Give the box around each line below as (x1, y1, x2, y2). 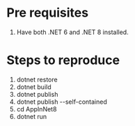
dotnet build (16, 82, 51, 91)
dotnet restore (16, 75, 58, 84)
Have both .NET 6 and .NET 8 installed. (16, 28, 129, 36)
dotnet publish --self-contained (16, 97, 107, 106)
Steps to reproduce (6, 52, 120, 68)
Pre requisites (6, 5, 88, 21)
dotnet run (16, 112, 47, 120)
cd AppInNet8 (16, 104, 57, 113)
